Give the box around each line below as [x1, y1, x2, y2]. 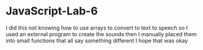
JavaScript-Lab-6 [6, 4, 98, 18]
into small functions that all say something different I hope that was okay [6, 37, 188, 44]
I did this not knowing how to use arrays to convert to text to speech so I [6, 24, 188, 31]
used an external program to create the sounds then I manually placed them [6, 30, 197, 37]
